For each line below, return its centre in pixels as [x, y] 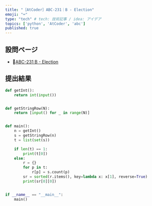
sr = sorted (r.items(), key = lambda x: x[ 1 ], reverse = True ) [85, 177]
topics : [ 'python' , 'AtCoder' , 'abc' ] [45, 24]
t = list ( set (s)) [32, 140]
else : [20, 158]
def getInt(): [20, 90]
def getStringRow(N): [28, 108]
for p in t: [36, 168]
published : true [22, 28]
